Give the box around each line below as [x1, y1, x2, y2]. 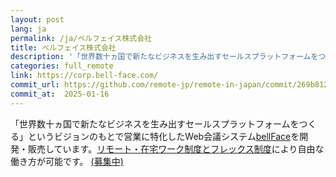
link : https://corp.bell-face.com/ [10, 71, 159, 81]
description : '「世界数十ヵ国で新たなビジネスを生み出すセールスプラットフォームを [10, 52, 319, 62]
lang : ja [10, 24, 47, 34]
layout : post [10, 14, 65, 25]
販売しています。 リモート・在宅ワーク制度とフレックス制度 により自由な [27, 142, 325, 155]
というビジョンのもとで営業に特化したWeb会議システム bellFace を [27, 130, 300, 142]
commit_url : [10, 80, 60, 90]
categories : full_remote [10, 61, 114, 71]
